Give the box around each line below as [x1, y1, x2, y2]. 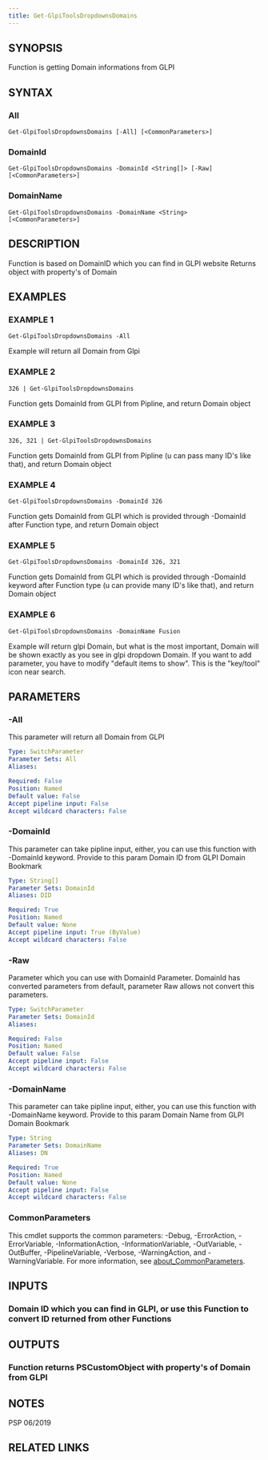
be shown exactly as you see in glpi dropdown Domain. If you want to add [8, 650, 252, 659]
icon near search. [8, 666, 66, 677]
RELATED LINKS [8, 1441, 90, 1454]
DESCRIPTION [8, 237, 80, 251]
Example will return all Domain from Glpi [8, 346, 140, 356]
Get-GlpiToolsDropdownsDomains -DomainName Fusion [8, 627, 181, 635]
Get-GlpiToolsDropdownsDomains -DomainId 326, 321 [8, 558, 181, 566]
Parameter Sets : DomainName [8, 1142, 102, 1150]
